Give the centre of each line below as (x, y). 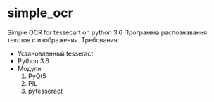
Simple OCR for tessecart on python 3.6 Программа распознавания (107, 32)
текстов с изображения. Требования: (63, 39)
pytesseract (45, 91)
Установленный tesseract (55, 53)
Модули (29, 68)
